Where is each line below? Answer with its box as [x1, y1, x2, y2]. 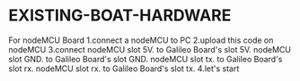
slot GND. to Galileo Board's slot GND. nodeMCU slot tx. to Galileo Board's [8, 53, 283, 64]
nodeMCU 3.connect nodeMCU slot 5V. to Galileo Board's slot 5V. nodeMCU [8, 44, 291, 54]
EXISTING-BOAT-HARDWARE [8, 5, 232, 26]
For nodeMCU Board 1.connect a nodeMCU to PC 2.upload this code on [8, 35, 274, 45]
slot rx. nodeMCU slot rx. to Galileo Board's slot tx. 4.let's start [8, 63, 240, 74]
